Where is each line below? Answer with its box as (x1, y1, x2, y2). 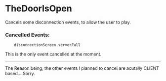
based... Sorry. (5, 71, 36, 77)
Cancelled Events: (5, 31, 50, 38)
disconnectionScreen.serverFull (14, 43, 81, 48)
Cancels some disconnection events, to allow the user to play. (5, 19, 131, 25)
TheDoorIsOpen (5, 3, 73, 14)
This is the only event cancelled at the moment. (5, 51, 102, 57)
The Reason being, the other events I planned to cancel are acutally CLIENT (5, 65, 160, 71)
